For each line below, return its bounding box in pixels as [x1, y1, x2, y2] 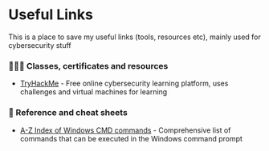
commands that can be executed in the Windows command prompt [19, 133, 243, 143]
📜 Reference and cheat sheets [8, 107, 128, 118]
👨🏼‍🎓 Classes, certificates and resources [8, 60, 169, 71]
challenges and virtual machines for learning [19, 87, 168, 97]
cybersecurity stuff [8, 40, 72, 50]
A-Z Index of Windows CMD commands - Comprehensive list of [19, 125, 231, 135]
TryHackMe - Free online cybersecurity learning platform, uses [19, 78, 229, 89]
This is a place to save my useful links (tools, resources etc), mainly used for [8, 32, 261, 42]
